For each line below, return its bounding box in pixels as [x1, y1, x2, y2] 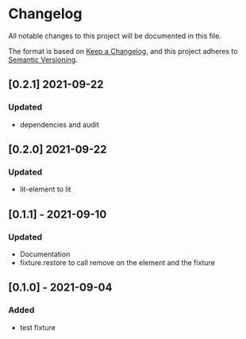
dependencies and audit [19, 120, 99, 129]
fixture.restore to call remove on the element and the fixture [19, 258, 216, 267]
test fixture [19, 322, 56, 332]
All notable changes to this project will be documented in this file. [8, 31, 222, 40]
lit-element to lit [19, 184, 71, 195]
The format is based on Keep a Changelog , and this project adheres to [8, 46, 238, 56]
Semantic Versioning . [8, 55, 78, 64]
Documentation [19, 249, 71, 259]
